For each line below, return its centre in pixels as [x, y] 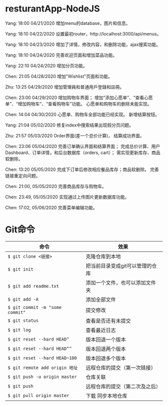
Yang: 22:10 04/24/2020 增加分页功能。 [46, 65]
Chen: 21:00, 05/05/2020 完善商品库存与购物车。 [56, 186]
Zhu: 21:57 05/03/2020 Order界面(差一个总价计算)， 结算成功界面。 [75, 135]
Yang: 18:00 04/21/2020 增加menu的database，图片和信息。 [68, 23]
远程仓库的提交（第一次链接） [121, 367]
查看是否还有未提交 [108, 320]
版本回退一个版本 [106, 339]
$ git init [20, 269]
